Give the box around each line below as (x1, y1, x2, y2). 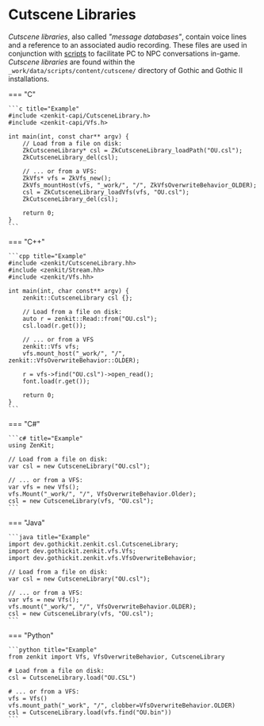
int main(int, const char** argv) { (8, 133, 129, 141)
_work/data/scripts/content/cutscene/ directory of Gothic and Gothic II (8, 65, 243, 75)
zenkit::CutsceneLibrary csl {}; (22, 294, 133, 302)
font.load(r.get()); (22, 377, 90, 385)
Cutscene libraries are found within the (8, 57, 136, 67)
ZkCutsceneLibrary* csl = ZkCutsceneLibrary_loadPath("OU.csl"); (22, 146, 243, 154)
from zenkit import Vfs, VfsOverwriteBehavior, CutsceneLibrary (8, 653, 225, 661)
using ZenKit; (8, 441, 55, 450)
